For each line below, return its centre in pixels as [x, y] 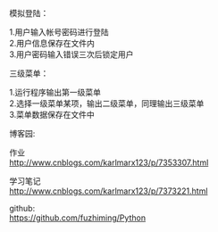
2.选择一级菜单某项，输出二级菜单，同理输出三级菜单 [107, 104]
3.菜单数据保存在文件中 [52, 115]
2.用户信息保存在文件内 [52, 43]
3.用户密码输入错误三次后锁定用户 [71, 54]
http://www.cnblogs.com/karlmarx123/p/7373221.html [109, 191]
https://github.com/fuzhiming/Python [77, 218]
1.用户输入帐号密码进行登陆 [59, 32]
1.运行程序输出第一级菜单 [55, 92]
